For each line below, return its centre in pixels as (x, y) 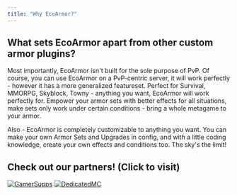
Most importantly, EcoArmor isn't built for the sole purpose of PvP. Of (109, 71)
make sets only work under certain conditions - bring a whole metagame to (117, 108)
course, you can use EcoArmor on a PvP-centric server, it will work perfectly (119, 78)
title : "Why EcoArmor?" (42, 14)
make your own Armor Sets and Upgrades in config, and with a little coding (117, 137)
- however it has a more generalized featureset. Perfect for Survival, (106, 86)
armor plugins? (42, 54)
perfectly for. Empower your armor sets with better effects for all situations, (117, 101)
